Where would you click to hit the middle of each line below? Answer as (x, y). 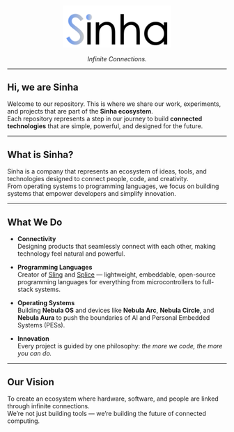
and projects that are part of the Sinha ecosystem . (80, 111)
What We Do (35, 222)
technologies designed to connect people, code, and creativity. (98, 179)
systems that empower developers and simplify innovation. (92, 194)
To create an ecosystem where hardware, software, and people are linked (113, 399)
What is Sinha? (40, 154)
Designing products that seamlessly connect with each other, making (116, 247)
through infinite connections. (48, 406)
